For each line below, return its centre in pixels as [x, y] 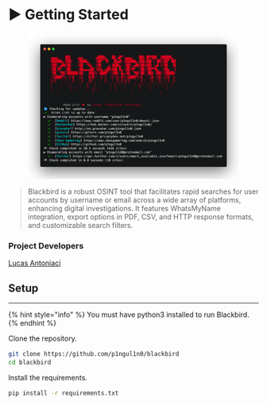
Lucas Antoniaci [35, 263]
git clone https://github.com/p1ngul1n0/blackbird [94, 354]
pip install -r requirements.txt [64, 393]
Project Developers [46, 246]
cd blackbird [30, 363]
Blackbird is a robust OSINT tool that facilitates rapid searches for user [143, 191]
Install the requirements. [48, 378]
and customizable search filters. [80, 226]
